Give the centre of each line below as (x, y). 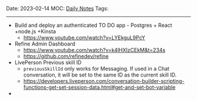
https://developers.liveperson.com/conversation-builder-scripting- (104, 81)
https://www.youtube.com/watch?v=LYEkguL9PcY (84, 38)
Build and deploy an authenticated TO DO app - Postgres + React (93, 25)
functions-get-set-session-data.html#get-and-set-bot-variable (99, 87)
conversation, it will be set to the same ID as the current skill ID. (100, 75)
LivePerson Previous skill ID (48, 62)
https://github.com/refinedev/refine (66, 56)
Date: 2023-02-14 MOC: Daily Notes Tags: (57, 8)
